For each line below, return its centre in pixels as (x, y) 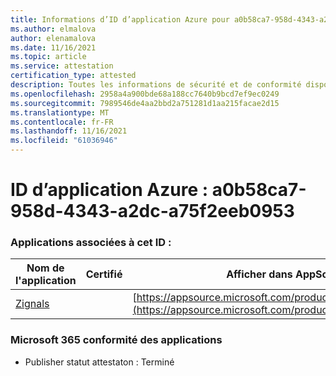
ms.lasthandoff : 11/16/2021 (69, 131)
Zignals (32, 304)
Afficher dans (259, 274)
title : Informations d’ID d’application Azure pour (120, 19)
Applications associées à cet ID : (91, 243)
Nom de (45, 268)
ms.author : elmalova (53, 29)
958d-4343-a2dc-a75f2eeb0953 (152, 211)
